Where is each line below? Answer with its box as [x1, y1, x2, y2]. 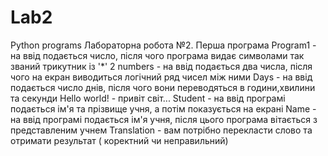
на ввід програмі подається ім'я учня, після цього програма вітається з [10, 113, 318, 125]
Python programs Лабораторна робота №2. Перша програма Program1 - [10, 39, 317, 51]
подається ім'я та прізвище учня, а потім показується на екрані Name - [10, 102, 317, 115]
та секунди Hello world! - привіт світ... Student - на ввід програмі [10, 92, 286, 104]
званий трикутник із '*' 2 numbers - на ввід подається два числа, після [10, 60, 313, 72]
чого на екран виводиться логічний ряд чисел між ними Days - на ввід [10, 71, 313, 83]
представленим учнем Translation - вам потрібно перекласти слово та [10, 124, 313, 136]
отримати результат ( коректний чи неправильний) [10, 134, 229, 146]
